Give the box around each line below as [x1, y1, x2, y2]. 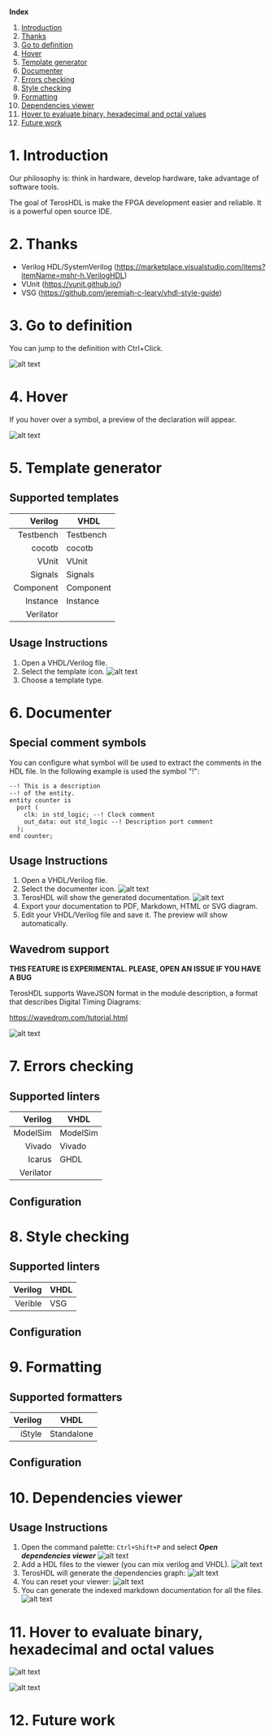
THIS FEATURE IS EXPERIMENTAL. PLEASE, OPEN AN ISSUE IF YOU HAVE [9, 964, 262, 974]
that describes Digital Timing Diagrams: [9, 997, 141, 1007]
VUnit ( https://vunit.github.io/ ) [20, 279, 122, 288]
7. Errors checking [9, 1057, 134, 1076]
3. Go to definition [9, 317, 133, 335]
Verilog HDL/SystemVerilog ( [20, 261, 117, 271]
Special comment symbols [9, 736, 147, 750]
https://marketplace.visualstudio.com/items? [116, 261, 266, 271]
